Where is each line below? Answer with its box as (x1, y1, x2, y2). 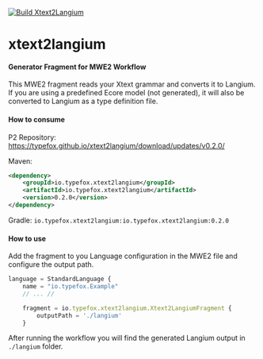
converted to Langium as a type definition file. (8, 96, 158, 106)
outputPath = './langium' (36, 311, 123, 319)
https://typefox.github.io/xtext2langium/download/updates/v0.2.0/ (8, 141, 226, 150)
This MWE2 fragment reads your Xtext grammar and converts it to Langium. (8, 79, 256, 89)
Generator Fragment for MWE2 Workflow (8, 62, 147, 71)
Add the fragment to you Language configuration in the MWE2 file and (8, 251, 238, 261)
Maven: (8, 156, 33, 166)
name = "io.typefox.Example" (22, 283, 119, 291)
